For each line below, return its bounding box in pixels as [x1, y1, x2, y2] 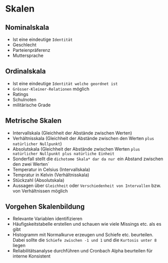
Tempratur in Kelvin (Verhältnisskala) [12, 172, 89, 178]
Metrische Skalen [5, 116, 62, 125]
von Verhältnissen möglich [12, 187, 68, 194]
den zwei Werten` [12, 161, 49, 167]
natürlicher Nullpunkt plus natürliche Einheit [12, 151, 115, 156]
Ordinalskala [5, 67, 46, 76]
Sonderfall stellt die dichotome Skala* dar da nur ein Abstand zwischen [12, 156, 163, 162]
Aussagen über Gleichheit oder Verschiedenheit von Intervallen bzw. [12, 182, 161, 188]
